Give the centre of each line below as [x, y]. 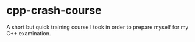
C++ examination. [29, 33]
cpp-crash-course [54, 10]
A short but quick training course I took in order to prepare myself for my [97, 27]
